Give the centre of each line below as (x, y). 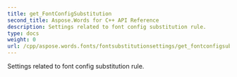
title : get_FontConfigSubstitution (60, 14)
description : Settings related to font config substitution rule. (107, 27)
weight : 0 (22, 40)
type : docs (23, 33)
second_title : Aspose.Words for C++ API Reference (83, 20)
